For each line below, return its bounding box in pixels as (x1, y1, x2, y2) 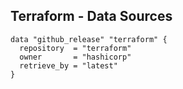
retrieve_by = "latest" (19, 60, 118, 71)
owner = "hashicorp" (19, 52, 132, 62)
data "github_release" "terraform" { (10, 34, 168, 44)
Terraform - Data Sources (10, 8, 173, 25)
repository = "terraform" (19, 43, 132, 53)
